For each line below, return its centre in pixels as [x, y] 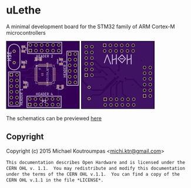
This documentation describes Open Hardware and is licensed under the [95, 162]
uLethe [24, 10]
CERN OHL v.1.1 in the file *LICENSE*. [55, 180]
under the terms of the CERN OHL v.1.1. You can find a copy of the [93, 174]
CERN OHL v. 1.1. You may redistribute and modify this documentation [95, 168]
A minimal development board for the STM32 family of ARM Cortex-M [91, 26]
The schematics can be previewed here [54, 118]
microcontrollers [26, 32]
